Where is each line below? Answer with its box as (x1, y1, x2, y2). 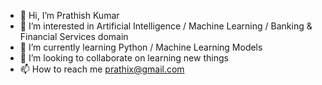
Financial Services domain (19, 31, 129, 42)
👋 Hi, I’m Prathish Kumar (19, 10, 120, 21)
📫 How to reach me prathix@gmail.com (19, 63, 185, 75)
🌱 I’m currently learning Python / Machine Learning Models (19, 41, 263, 53)
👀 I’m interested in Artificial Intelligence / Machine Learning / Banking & (19, 20, 313, 32)
